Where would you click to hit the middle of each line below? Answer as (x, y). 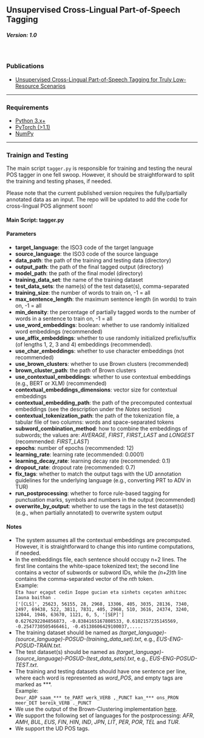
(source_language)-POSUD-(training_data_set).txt (78, 639)
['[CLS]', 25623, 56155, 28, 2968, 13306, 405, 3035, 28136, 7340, (102, 604)
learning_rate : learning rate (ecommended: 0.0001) (80, 455)
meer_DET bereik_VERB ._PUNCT (53, 703)
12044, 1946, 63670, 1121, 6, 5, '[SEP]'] (70, 615)
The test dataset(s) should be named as (65, 652)
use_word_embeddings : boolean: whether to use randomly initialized (102, 325)
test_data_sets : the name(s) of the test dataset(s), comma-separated (102, 286)
